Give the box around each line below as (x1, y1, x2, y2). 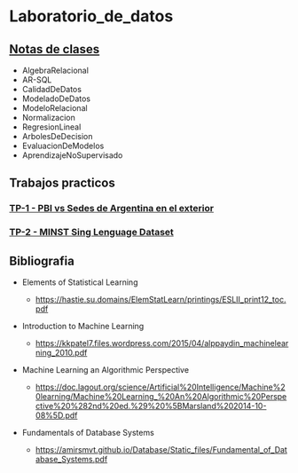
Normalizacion (21, 113, 75, 122)
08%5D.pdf (35, 410, 78, 421)
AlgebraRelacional (21, 65, 89, 75)
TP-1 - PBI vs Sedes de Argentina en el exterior (9, 202, 215, 215)
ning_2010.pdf (35, 348, 88, 359)
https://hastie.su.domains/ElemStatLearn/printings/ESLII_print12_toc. (35, 295, 286, 305)
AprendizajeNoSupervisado (21, 150, 123, 161)
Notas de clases (9, 42, 100, 57)
